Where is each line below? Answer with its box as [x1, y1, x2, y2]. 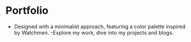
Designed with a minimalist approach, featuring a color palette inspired [14, 23, 186, 30]
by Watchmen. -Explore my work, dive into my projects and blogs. [14, 29, 174, 36]
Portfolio [5, 4, 49, 17]
